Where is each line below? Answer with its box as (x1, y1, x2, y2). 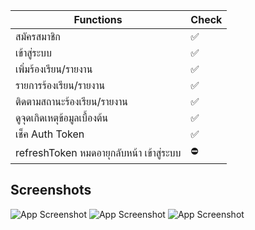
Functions (73, 13, 123, 26)
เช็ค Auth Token (15, 127, 85, 141)
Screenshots (10, 182, 92, 199)
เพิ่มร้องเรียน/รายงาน (15, 62, 93, 76)
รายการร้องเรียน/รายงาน (15, 79, 106, 92)
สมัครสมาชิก (15, 30, 61, 43)
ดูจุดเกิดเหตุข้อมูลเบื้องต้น (15, 111, 109, 124)
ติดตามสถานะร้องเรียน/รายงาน (15, 95, 128, 108)
